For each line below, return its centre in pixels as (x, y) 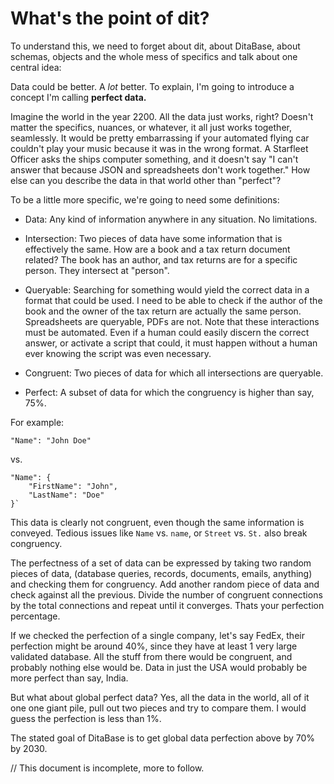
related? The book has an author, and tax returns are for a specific (161, 259)
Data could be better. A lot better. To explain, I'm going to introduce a (152, 86)
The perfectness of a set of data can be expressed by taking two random (161, 563)
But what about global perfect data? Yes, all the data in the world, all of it (160, 697)
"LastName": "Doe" (66, 495)
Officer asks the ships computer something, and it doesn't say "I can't (154, 159)
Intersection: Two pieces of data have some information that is (153, 238)
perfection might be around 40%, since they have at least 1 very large (154, 646)
